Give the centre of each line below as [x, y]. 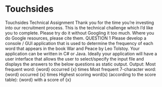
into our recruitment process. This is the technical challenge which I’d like [79, 27]
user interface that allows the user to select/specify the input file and [75, 59]
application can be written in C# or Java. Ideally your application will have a [81, 54]
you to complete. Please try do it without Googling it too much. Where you [80, 33]
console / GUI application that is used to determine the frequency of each [79, 43]
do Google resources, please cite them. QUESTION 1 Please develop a [76, 38]
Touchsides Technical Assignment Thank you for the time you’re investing [80, 22]
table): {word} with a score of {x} [38, 80]
